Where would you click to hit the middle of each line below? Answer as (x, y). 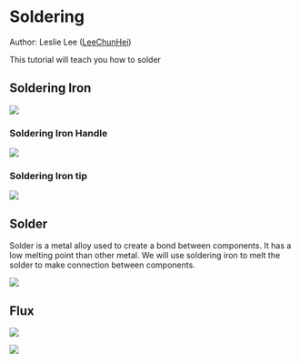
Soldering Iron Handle (59, 133)
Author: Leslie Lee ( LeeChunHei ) (70, 42)
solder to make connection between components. (102, 265)
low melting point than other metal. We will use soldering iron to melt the (145, 256)
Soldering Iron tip (49, 176)
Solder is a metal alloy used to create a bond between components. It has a (150, 246)
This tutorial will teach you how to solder (85, 59)
